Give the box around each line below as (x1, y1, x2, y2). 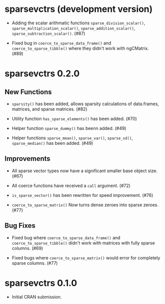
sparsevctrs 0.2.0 (4, 68, 80, 79)
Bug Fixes (4, 222, 36, 230)
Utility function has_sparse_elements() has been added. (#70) (11, 116, 137, 122)
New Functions (4, 88, 52, 96)
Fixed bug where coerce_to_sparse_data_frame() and (11, 235, 121, 241)
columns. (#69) (11, 245, 43, 251)
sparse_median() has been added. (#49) (11, 140, 93, 146)
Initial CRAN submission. (11, 294, 62, 300)
